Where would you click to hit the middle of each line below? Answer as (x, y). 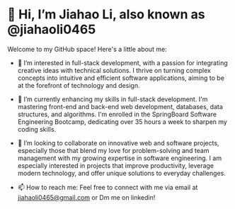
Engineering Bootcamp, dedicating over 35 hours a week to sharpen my (122, 122)
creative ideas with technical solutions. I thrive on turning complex (114, 70)
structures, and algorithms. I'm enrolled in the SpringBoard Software (117, 114)
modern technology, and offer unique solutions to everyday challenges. (122, 173)
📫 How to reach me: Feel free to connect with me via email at (108, 187)
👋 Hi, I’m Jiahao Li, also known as (106, 15)
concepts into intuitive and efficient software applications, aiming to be (121, 78)
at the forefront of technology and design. (79, 85)
